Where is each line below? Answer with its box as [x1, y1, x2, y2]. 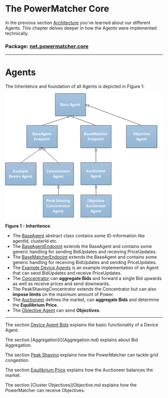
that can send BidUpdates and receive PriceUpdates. [12, 270, 122, 276]
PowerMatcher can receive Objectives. [5, 387, 85, 393]
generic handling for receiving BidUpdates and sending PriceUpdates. [12, 259, 157, 266]
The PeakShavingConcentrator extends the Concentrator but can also [12, 286, 156, 292]
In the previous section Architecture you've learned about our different [5, 20, 151, 26]
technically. [5, 30, 29, 36]
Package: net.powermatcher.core [5, 43, 89, 50]
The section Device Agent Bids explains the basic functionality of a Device [5, 322, 158, 328]
